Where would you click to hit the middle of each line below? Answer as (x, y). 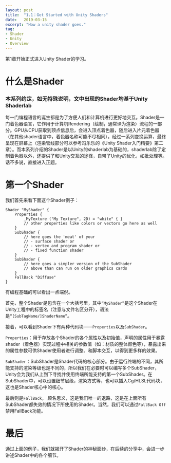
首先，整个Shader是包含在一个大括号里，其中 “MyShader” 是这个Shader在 (81, 303)
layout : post (19, 10)
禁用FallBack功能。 (26, 411)
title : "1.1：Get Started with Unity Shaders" (57, 15)
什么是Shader (35, 81)
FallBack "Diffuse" (35, 277)
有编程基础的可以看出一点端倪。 (39, 292)
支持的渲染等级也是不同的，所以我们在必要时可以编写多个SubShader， (84, 368)
